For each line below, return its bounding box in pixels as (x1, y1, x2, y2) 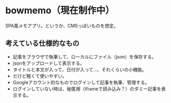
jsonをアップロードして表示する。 (12, 60, 85, 66)
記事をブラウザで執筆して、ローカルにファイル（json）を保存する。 (12, 53, 157, 59)
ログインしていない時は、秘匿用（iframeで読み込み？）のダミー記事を (12, 86, 162, 92)
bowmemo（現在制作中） (5, 5, 115, 16)
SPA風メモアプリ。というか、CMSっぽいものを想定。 (5, 23, 119, 29)
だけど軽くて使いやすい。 (12, 73, 67, 79)
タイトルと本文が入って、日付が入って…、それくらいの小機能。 (12, 66, 147, 72)
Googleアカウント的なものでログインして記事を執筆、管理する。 (12, 79, 150, 85)
